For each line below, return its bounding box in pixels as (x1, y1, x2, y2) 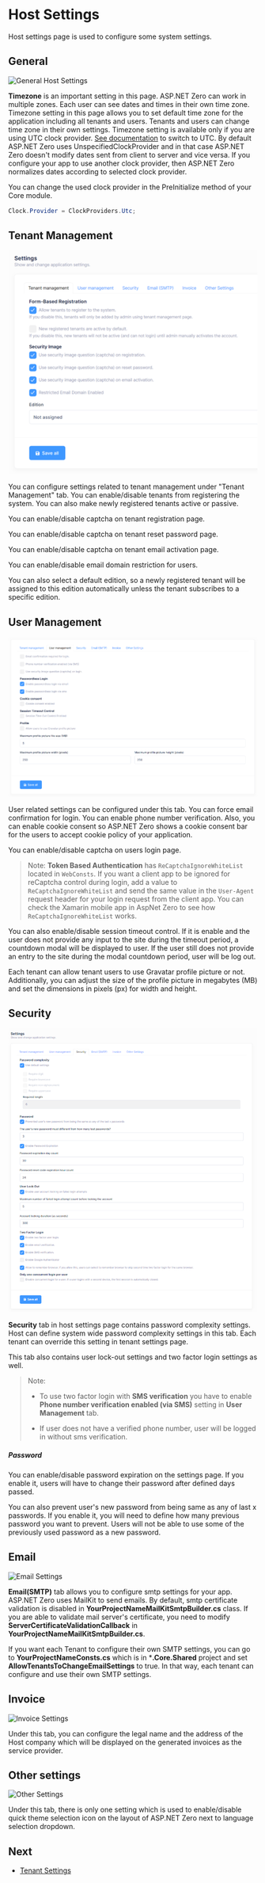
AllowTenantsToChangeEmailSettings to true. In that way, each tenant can (8, 1661, 255, 1671)
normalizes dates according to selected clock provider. (8, 166, 187, 176)
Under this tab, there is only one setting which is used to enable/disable (8, 1805, 242, 1815)
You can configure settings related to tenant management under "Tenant (8, 482, 244, 492)
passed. (8, 1487, 35, 1496)
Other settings (8, 1769, 81, 1782)
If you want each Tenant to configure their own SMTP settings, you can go (8, 1644, 251, 1653)
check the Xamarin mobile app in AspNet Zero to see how (27, 902, 216, 912)
